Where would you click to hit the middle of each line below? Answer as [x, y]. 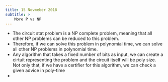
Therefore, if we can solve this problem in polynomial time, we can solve [87, 44]
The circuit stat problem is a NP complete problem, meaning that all [82, 33]
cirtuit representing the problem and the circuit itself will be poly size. [84, 60]
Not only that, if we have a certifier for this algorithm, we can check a [84, 65]
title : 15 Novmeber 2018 [31, 10]
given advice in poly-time [39, 70]
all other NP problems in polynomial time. [55, 49]
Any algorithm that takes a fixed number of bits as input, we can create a [88, 54]
